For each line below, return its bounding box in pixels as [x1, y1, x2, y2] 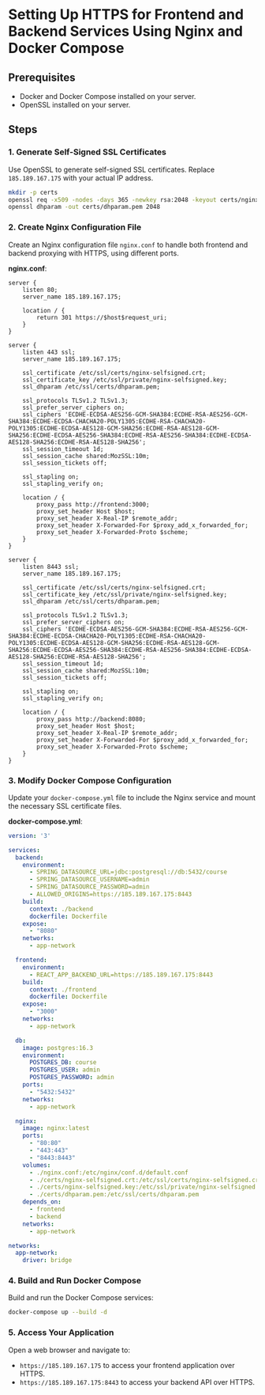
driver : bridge [22, 1257, 73, 1264]
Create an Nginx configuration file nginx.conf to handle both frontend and [8, 240, 248, 249]
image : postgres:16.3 [22, 1044, 93, 1052]
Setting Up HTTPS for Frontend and [8, 6, 244, 24]
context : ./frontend [28, 985, 97, 994]
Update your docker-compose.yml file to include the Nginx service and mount [8, 793, 256, 802]
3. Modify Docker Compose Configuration [8, 775, 172, 786]
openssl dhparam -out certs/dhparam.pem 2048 [8, 203, 160, 211]
